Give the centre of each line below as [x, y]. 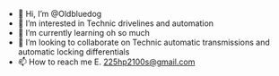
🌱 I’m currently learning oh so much [83, 33]
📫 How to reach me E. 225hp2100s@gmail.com [106, 62]
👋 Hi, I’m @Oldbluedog [60, 14]
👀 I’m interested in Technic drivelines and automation [115, 23]
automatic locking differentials [74, 52]
